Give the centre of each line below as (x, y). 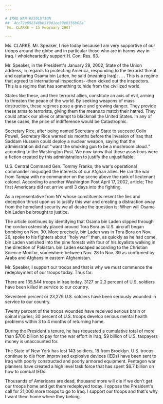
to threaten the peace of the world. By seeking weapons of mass (70, 101)
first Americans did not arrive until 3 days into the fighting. (63, 187)
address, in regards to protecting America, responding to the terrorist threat (81, 71)
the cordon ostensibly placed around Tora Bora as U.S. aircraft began (74, 227)
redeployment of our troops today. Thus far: (49, 273)
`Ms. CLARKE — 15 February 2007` (39, 27)
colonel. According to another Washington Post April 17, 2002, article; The (79, 182)
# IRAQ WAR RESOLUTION (28, 18)
